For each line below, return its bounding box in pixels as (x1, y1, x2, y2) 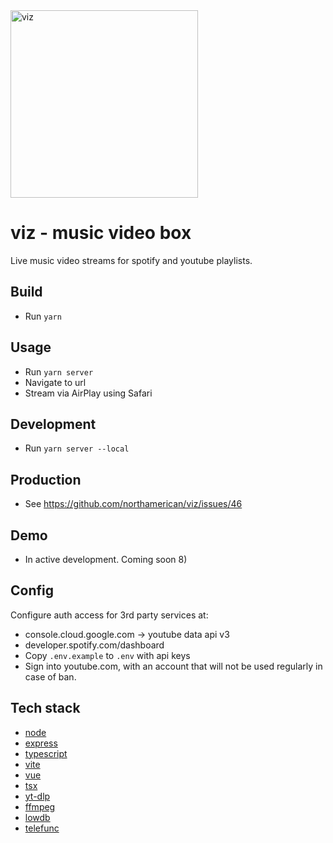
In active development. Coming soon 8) (24, 554, 188, 565)
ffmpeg (24, 800, 56, 813)
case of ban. (24, 670, 77, 683)
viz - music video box (10, 222, 192, 244)
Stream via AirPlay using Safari (24, 387, 153, 399)
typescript (24, 747, 68, 759)
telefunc (24, 822, 60, 834)
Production (10, 471, 82, 488)
